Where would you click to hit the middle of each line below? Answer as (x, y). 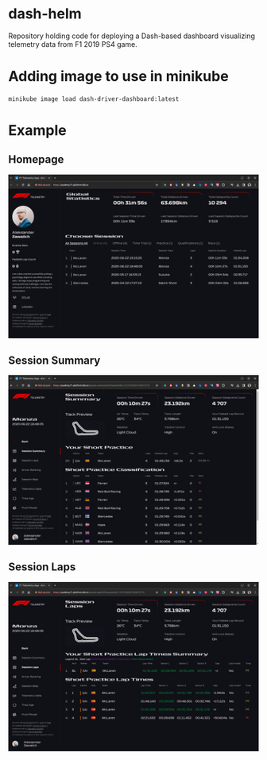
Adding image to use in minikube (118, 77)
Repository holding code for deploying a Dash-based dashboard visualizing (132, 36)
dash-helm (45, 14)
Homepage (36, 160)
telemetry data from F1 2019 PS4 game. (73, 44)
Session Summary (54, 361)
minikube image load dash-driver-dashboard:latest (94, 99)
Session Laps (42, 567)
